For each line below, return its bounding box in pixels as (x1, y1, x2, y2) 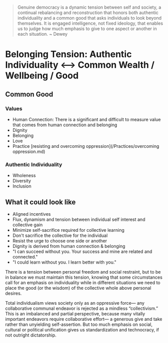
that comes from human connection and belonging (12, 122, 117, 128)
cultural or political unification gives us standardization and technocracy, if (5, 326, 159, 332)
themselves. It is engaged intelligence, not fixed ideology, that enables (17, 20, 163, 26)
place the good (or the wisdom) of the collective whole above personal (5, 285, 151, 291)
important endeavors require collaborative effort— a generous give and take (5, 316, 162, 322)
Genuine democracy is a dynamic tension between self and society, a (17, 5, 161, 10)
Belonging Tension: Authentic (5, 49, 132, 60)
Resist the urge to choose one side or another (12, 237, 107, 243)
